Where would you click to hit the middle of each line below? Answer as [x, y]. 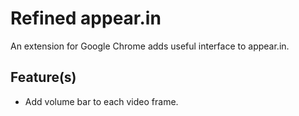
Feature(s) [43, 77]
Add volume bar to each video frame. [101, 101]
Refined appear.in [86, 18]
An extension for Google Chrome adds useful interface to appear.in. [150, 46]
